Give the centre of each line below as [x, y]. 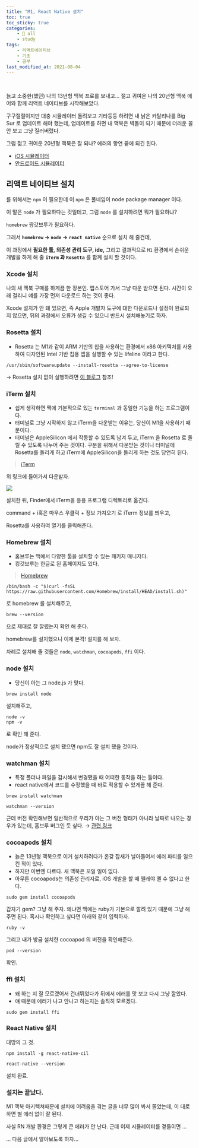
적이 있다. [32, 864]
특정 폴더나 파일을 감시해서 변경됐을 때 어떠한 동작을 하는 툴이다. [89, 777]
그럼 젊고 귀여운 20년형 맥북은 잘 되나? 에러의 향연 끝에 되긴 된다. [82, 144]
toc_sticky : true [28, 23]
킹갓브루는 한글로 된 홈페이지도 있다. [57, 564]
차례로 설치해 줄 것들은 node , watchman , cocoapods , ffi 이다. [76, 652]
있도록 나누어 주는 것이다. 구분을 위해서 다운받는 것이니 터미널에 [101, 445]
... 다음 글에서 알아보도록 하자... [42, 1139]
